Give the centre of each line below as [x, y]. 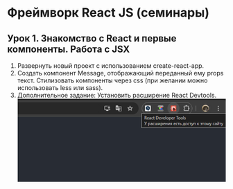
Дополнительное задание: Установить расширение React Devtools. [117, 95]
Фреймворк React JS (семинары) [109, 13]
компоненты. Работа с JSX [69, 49]
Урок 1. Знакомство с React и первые [92, 38]
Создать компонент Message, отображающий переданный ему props [120, 73]
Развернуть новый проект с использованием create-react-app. [111, 66]
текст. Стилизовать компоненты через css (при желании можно [112, 80]
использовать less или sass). [60, 88]
